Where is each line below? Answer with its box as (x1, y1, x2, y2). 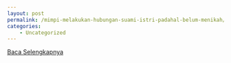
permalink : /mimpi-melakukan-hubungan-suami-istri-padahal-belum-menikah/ (7, 16, 226, 23)
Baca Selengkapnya (7, 48, 64, 56)
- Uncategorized (19, 29, 67, 36)
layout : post (7, 10, 45, 17)
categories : (7, 23, 41, 29)
